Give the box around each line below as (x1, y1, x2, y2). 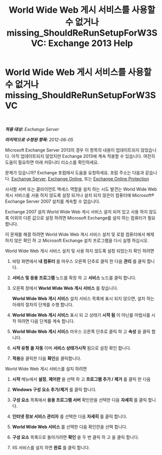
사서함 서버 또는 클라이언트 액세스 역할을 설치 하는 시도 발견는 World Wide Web (5, 186, 157, 192)
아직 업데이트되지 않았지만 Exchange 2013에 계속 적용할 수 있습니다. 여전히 (11, 153, 155, 159)
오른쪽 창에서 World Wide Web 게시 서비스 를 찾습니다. (12, 285, 119, 291)
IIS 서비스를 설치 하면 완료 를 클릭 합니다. (12, 444, 90, 450)
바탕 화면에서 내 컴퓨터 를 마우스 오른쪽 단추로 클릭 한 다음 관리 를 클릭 (12, 258, 146, 264)
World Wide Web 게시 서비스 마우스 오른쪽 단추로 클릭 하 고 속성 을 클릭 (12, 328, 151, 334)
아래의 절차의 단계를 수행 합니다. (12, 302, 74, 307)
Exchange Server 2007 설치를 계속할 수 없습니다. (5, 198, 101, 204)
